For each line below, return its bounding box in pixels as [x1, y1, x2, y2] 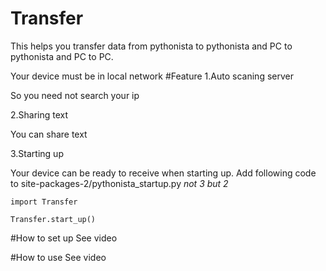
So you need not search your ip [10, 89, 140, 101]
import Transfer [10, 197, 78, 207]
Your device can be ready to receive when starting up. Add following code [10, 167, 317, 179]
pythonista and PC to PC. [10, 50, 114, 62]
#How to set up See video [10, 232, 118, 244]
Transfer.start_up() [10, 214, 97, 224]
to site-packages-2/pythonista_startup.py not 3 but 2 [10, 177, 229, 189]
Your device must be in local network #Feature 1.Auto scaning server [10, 70, 294, 82]
